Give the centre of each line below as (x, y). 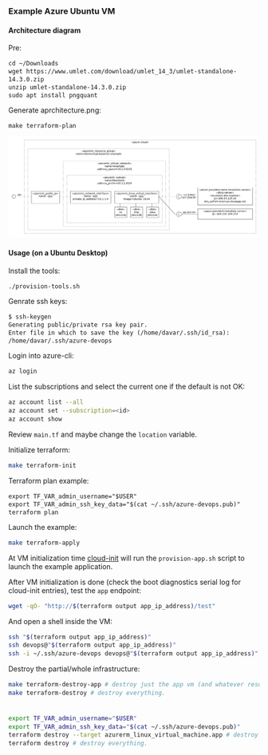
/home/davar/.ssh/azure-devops (60, 341)
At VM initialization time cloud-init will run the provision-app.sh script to (126, 558)
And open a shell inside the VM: (61, 621)
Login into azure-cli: (41, 356)
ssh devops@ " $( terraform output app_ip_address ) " (93, 645)
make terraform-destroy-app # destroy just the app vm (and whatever (126, 685)
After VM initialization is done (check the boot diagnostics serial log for (125, 582)
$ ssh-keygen (30, 317)
